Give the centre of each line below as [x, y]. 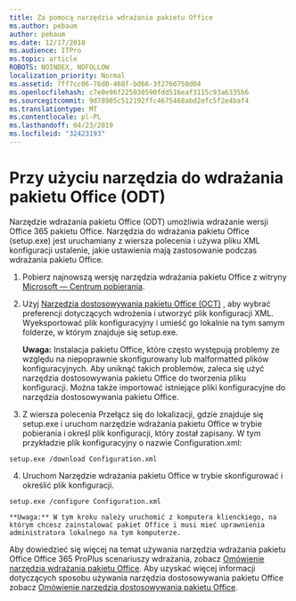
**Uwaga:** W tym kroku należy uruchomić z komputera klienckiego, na [143, 517]
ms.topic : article [43, 59]
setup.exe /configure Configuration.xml [86, 501]
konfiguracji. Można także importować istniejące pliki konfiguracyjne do [154, 387]
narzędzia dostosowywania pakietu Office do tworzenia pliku [134, 378]
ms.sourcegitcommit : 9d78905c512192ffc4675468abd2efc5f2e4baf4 [129, 100]
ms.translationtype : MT [53, 109]
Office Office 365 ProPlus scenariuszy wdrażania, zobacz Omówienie [137, 558]
